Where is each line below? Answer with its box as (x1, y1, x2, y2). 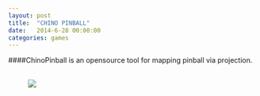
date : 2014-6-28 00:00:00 (8, 26, 101, 34)
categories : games (8, 33, 69, 42)
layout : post (8, 11, 52, 20)
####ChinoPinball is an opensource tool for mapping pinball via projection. (8, 56, 253, 65)
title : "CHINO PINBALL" (8, 19, 90, 27)
